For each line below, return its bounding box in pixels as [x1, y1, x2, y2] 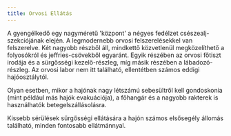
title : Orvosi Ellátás [7, 10, 72, 17]
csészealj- [179, 29, 210, 37]
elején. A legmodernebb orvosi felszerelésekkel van [46, 36, 193, 45]
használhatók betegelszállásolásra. [7, 100, 107, 109]
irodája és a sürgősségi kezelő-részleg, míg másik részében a [7, 58, 183, 66]
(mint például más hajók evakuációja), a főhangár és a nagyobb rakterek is [7, 93, 219, 102]
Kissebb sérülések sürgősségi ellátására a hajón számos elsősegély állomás [7, 114, 224, 122]
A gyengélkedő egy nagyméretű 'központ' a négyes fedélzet [7, 29, 179, 37]
